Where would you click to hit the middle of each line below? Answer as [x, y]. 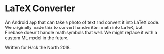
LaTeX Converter [40, 9]
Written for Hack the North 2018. [38, 47]
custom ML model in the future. [37, 38]
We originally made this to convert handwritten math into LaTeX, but [74, 27]
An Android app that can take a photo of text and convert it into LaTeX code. [82, 22]
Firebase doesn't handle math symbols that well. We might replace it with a [81, 32]
